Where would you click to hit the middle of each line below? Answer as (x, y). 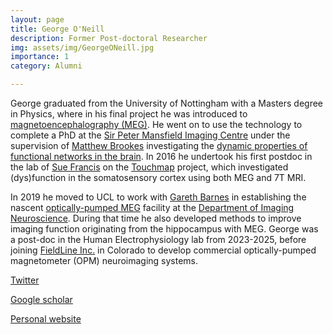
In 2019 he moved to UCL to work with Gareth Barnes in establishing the (158, 197)
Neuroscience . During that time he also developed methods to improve (156, 218)
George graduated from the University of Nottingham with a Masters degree (167, 103)
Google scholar (41, 299)
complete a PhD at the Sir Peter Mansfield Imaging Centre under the (150, 135)
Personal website (46, 319)
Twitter (25, 280)
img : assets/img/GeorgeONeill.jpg (82, 47)
